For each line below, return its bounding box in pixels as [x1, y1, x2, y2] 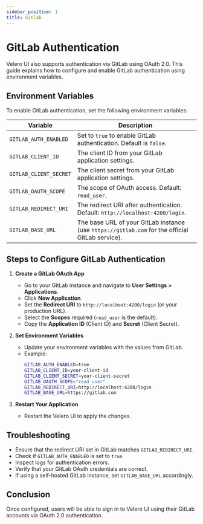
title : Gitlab [6, 15, 42, 21]
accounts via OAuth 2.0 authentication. [6, 511, 103, 519]
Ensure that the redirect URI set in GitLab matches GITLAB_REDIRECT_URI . [14, 446, 195, 453]
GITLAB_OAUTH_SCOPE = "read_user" [24, 378, 106, 384]
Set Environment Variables [14, 332, 84, 339]
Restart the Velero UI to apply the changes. [24, 412, 132, 420]
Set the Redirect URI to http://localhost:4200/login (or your [24, 301, 177, 308]
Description [118, 121, 153, 130]
